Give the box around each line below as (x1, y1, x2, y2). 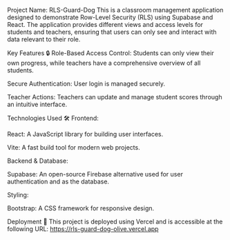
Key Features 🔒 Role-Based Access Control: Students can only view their (7, 49, 214, 57)
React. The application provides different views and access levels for (7, 21, 204, 28)
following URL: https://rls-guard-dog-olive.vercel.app (7, 225, 159, 233)
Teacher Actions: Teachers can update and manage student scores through (7, 93, 222, 101)
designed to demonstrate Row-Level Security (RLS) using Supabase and (7, 13, 213, 21)
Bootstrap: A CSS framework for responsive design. (7, 204, 155, 212)
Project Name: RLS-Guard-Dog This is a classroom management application (7, 6, 224, 14)
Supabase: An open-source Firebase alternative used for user (7, 170, 183, 178)
